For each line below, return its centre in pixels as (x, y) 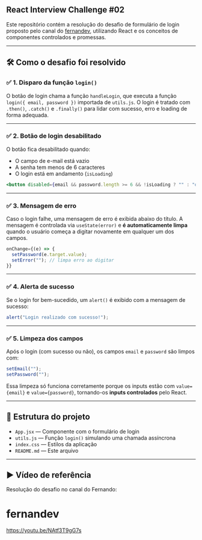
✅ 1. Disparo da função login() (52, 82)
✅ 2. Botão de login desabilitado (54, 136)
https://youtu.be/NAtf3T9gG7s (44, 530)
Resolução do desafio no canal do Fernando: (62, 489)
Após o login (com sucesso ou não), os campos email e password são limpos (101, 351)
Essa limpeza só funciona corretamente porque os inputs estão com (91, 386)
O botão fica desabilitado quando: (48, 149)
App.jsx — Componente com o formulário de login (77, 431)
